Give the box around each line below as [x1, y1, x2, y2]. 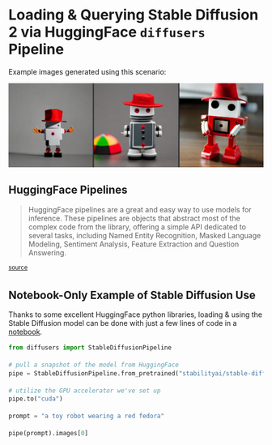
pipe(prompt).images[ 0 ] [8, 429, 89, 437]
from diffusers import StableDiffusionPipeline [8, 344, 172, 352]
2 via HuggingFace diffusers [8, 23, 206, 41]
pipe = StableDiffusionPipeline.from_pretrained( [8, 369, 180, 378]
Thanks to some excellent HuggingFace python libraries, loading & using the [8, 310, 263, 319]
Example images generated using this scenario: [8, 66, 167, 76]
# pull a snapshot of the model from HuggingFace [8, 361, 180, 369]
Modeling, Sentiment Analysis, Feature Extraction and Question [28, 239, 240, 249]
